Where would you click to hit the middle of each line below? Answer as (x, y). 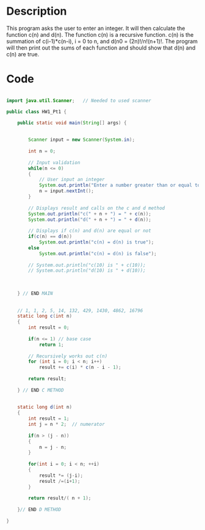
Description (37, 11)
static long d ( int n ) (45, 407)
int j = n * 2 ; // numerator (67, 424)
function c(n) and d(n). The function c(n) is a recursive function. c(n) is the (100, 34)
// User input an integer (72, 180)
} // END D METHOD (39, 510)
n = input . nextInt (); (67, 191)
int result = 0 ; (49, 328)
